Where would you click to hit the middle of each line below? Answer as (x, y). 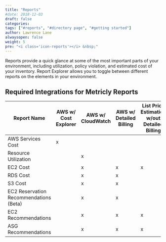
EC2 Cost (19, 167)
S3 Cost (17, 184)
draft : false (19, 19)
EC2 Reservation (27, 192)
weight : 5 (15, 42)
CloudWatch (96, 121)
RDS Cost (19, 175)
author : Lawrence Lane (28, 33)
